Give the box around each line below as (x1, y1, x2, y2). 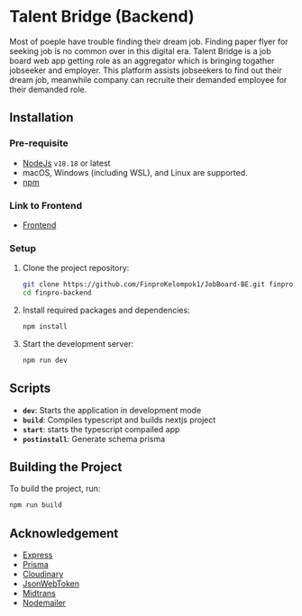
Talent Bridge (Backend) (9, 6, 196, 27)
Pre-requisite (9, 137, 69, 149)
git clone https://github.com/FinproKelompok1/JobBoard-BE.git (22, 280, 266, 289)
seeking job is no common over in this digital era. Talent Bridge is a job (9, 45, 272, 56)
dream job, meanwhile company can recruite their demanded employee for (9, 74, 288, 85)
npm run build (9, 501, 63, 510)
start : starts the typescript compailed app (22, 423, 180, 434)
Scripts (9, 381, 51, 396)
